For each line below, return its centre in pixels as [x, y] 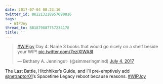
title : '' [15, 32]
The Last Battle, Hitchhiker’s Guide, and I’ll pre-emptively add [67, 71]
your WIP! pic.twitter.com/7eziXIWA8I [55, 52]
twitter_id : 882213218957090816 [38, 14]
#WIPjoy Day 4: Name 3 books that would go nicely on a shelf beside [87, 46]
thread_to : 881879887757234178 [37, 28]
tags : [11, 19]
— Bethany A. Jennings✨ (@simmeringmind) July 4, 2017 [76, 61]
